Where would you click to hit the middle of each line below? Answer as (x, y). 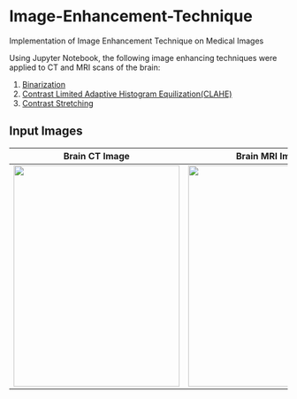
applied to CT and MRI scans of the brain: (85, 67)
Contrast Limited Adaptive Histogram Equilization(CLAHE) (127, 94)
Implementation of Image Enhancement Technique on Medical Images (137, 41)
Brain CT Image (96, 156)
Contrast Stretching (58, 103)
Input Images (46, 131)
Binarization (44, 84)
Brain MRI (257, 156)
